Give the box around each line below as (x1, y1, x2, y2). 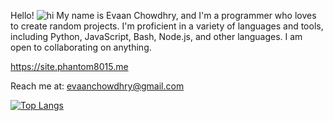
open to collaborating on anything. (10, 41, 152, 53)
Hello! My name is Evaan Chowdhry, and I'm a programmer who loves (10, 10, 317, 21)
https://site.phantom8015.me (10, 61, 129, 72)
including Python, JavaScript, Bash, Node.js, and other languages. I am (10, 31, 303, 42)
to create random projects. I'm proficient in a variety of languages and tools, (10, 20, 324, 32)
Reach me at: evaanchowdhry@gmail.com (10, 80, 185, 92)
